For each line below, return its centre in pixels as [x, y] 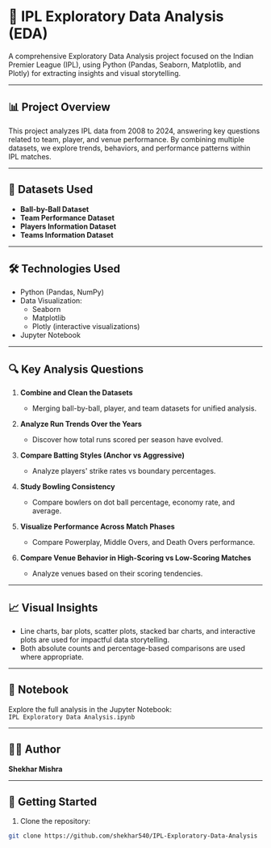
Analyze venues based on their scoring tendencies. [117, 574]
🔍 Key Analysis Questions [76, 369]
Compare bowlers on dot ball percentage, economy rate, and [133, 502]
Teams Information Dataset [67, 234]
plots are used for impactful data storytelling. [95, 639]
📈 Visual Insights [53, 608]
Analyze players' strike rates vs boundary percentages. [124, 471]
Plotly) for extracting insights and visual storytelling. [95, 73]
